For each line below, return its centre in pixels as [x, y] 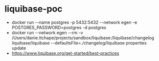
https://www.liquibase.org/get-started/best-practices [65, 53]
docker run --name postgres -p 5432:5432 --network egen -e [74, 22]
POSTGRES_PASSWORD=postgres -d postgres [59, 27]
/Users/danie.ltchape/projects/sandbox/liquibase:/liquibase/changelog [83, 38]
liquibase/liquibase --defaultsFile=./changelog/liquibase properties [79, 43]
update [19, 48]
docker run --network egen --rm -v [47, 32]
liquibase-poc [34, 9]
